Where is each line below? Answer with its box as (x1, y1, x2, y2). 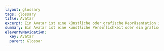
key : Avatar (9, 34, 34, 39)
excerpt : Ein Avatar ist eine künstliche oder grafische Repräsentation (5, 20, 156, 26)
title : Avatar (5, 16, 34, 21)
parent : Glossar (9, 39, 42, 44)
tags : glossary (5, 12, 36, 17)
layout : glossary (5, 7, 41, 12)
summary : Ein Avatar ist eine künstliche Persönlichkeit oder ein (5, 25, 143, 30)
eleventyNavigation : (5, 30, 47, 34)
